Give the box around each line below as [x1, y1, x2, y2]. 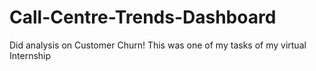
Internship [9, 49, 52, 61]
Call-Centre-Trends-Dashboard [9, 6, 277, 29]
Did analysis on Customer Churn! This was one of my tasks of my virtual [9, 39, 307, 51]
